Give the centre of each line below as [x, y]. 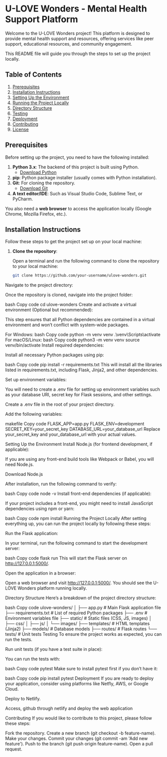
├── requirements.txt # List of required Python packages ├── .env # [76, 613]
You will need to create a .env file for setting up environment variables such [83, 389]
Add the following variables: [34, 414]
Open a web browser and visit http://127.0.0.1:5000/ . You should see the [79, 583]
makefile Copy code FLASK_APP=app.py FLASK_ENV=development [75, 424]
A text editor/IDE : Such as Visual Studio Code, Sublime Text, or [78, 193]
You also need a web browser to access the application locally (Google [79, 208]
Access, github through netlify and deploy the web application [69, 708]
